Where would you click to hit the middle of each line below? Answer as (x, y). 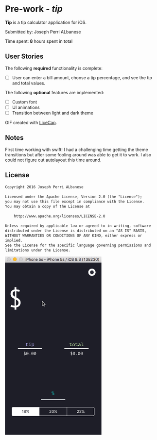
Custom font (25, 102)
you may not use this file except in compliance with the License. (75, 202)
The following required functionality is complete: (54, 68)
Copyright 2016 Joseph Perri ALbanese (44, 187)
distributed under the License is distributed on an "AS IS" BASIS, (76, 231)
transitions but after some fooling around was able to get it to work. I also (78, 154)
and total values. (29, 83)
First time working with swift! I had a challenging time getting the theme (77, 150)
